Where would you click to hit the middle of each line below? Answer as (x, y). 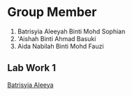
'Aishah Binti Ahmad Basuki (57, 38)
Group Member (52, 12)
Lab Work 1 (31, 68)
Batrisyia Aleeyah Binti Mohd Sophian (71, 31)
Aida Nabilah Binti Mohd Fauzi (60, 46)
